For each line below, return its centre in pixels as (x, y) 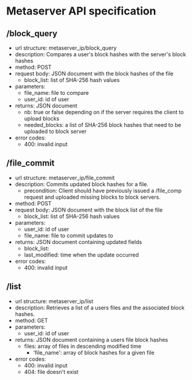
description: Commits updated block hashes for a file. (82, 184)
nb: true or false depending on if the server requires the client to (104, 112)
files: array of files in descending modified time (83, 346)
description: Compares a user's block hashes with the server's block (100, 54)
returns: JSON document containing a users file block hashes (91, 340)
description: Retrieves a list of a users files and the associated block (100, 308)
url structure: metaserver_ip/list (54, 301)
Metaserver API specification (81, 11)
